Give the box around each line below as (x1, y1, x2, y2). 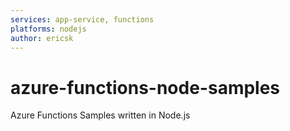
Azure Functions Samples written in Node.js (10, 109, 191, 121)
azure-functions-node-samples (10, 76, 281, 99)
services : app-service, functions (10, 14, 155, 25)
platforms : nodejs (10, 24, 87, 34)
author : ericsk (10, 33, 74, 43)
